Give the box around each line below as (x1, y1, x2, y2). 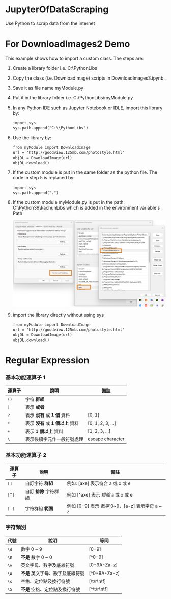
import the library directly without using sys (12, 312, 104, 318)
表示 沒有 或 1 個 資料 (25, 412, 70, 419)
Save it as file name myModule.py (12, 85, 84, 91)
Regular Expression (5, 354, 90, 366)
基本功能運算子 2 (5, 452, 47, 459)
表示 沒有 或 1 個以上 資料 (25, 420, 79, 426)
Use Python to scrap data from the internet (5, 20, 95, 27)
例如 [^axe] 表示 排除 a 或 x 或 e (67, 491, 133, 498)
